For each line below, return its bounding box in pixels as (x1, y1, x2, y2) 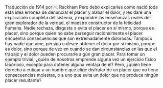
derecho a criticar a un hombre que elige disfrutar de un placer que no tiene (5, 67, 159, 73)
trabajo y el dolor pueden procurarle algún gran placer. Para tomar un (5, 51, 145, 57)
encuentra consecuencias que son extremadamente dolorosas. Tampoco (5, 35, 153, 41)
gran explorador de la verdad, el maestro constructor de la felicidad (5, 20, 141, 26)
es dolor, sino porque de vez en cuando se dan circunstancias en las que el (5, 46, 157, 52)
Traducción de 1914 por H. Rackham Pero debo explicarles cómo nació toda (5, 4, 158, 10)
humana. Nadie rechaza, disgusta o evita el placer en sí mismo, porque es (5, 25, 154, 31)
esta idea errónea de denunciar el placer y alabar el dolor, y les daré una (5, 9, 151, 15)
